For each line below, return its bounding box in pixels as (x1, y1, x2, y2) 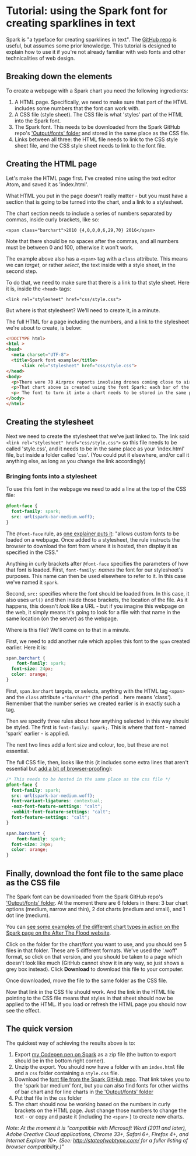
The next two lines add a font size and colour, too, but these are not (6, 741, 169, 748)
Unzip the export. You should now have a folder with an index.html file (14, 1063, 184, 1070)
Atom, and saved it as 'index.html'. (6, 180, 89, 188)
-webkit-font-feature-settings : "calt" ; (11, 809, 111, 815)
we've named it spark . (6, 579, 59, 586)
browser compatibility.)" (6, 1143, 64, 1150)
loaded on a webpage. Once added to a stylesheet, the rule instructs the (6, 536, 180, 543)
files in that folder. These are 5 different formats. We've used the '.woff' (6, 947, 178, 954)
